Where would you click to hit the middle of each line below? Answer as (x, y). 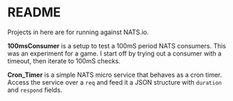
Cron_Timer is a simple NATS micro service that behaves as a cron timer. (115, 75)
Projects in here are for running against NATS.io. (78, 32)
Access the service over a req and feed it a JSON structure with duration (115, 82)
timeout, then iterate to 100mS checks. (64, 60)
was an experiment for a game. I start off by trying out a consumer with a (115, 53)
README (34, 12)
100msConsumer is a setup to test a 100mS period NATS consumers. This (117, 46)
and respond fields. (35, 90)
